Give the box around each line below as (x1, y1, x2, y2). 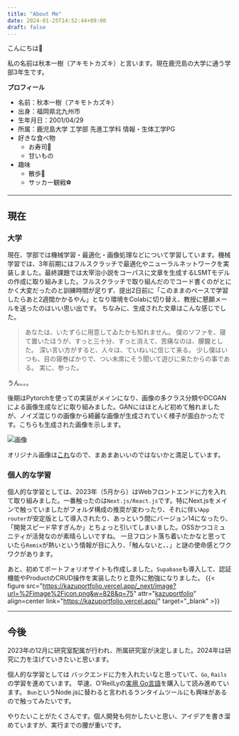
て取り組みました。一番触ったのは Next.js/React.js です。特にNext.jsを (7, 496, 216, 505)
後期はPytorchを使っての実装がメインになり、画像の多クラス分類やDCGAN (7, 394, 227, 402)
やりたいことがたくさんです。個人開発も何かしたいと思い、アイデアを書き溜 (7, 712, 231, 720)
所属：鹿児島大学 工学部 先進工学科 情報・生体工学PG (17, 125, 176, 134)
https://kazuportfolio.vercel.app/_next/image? (42, 582, 176, 590)
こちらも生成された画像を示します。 (18, 420, 125, 429)
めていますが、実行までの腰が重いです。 (7, 721, 125, 730)
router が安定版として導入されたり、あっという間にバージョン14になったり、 (7, 514, 232, 523)
